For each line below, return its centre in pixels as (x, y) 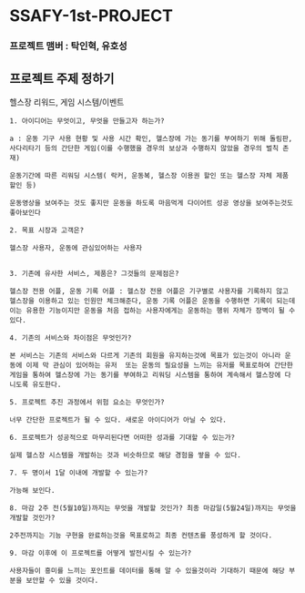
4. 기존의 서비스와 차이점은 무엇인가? (71, 338)
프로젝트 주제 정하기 (62, 78)
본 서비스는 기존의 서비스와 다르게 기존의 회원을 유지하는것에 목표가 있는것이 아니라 (145, 355)
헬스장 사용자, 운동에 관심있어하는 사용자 (76, 248)
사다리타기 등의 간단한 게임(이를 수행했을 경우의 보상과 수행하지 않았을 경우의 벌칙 (144, 148)
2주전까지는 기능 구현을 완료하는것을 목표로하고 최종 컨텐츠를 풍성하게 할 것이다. (141, 535)
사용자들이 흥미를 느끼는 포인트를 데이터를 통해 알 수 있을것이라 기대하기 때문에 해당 (147, 570)
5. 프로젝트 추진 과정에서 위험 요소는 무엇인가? (87, 402)
